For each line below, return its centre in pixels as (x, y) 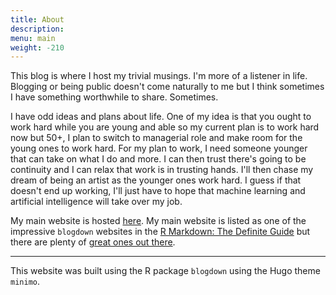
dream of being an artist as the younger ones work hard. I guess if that (156, 180)
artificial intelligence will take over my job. (96, 202)
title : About (37, 19)
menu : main (33, 38)
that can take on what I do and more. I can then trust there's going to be (158, 159)
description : (37, 29)
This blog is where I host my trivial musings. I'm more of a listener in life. (159, 76)
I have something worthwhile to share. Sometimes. (114, 97)
